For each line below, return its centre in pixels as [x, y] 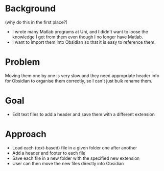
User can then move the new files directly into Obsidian [68, 163]
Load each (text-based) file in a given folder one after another [74, 147]
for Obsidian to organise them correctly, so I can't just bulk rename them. [79, 81]
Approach [26, 134]
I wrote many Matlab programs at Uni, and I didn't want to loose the [80, 31]
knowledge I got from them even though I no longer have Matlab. [78, 37]
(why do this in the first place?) [36, 22]
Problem [23, 62]
